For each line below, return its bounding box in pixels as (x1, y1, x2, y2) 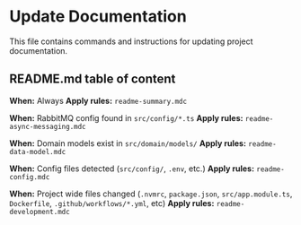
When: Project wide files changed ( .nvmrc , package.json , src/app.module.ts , (9, 188, 293, 199)
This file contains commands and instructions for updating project (9, 36, 253, 47)
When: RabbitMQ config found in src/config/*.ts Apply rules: (9, 112, 243, 123)
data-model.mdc (9, 147, 66, 156)
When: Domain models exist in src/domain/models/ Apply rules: (9, 137, 247, 149)
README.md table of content (9, 72, 176, 87)
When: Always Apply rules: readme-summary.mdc (9, 95, 187, 106)
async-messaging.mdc (9, 122, 87, 131)
